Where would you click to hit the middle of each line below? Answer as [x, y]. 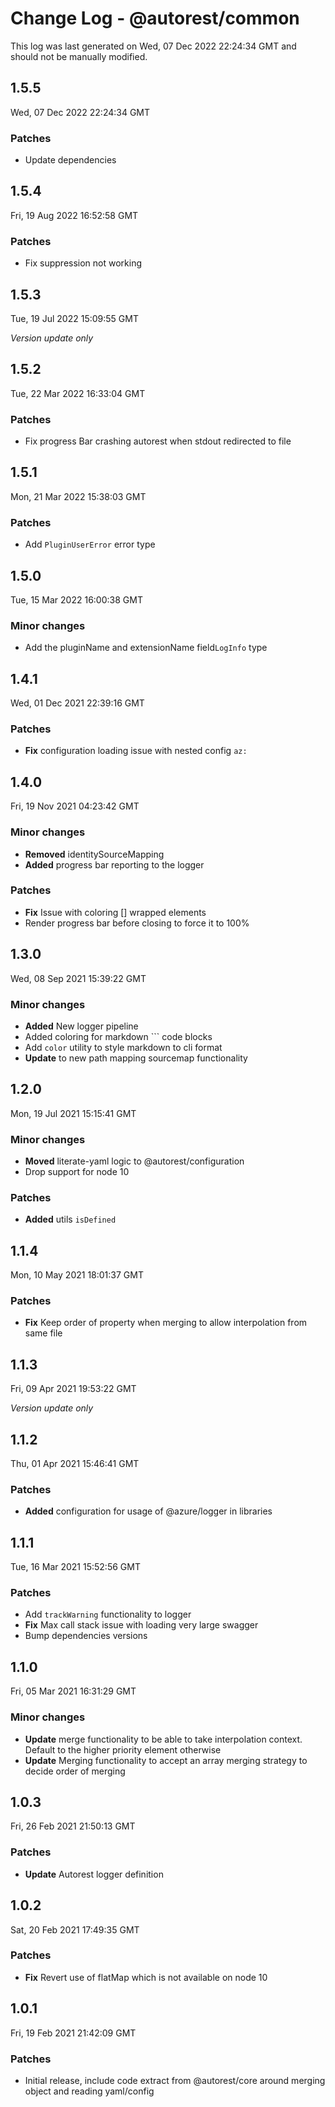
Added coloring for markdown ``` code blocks [118, 1036]
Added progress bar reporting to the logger [114, 864]
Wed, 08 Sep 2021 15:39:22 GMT [78, 978]
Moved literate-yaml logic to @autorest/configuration [134, 1161]
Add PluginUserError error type [90, 544]
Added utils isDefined [70, 1219]
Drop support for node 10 [77, 1172]
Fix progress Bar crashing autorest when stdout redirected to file [158, 441]
